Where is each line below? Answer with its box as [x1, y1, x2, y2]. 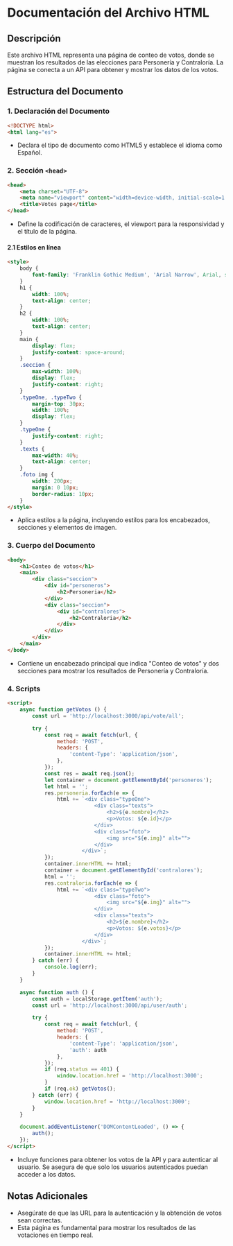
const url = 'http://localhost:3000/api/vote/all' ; [32, 712, 185, 719]
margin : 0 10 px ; [32, 484, 79, 491]
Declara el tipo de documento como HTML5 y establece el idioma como [17, 141, 223, 150]
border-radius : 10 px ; [32, 490, 95, 497]
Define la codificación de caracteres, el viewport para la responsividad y [17, 220, 225, 228]
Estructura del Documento [7, 85, 123, 98]
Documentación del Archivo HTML [7, 5, 210, 21]
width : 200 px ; [32, 478, 73, 485]
